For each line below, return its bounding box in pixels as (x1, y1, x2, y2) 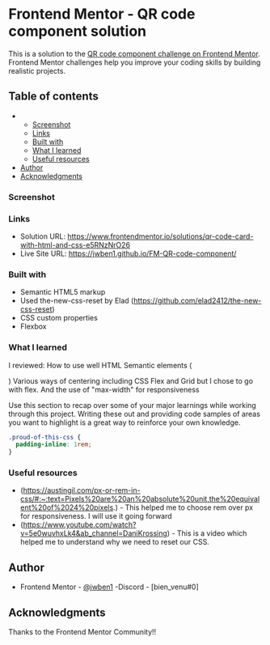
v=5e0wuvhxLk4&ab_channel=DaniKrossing (19, 528, 168, 538)
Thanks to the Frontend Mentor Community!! (8, 627, 157, 637)
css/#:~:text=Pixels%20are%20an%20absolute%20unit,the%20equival (19, 494, 260, 504)
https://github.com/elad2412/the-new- (133, 296, 262, 306)
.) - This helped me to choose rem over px (112, 503, 253, 512)
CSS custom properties (19, 313, 99, 323)
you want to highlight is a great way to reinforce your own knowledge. (8, 418, 241, 427)
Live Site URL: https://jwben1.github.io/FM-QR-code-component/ (19, 248, 237, 258)
